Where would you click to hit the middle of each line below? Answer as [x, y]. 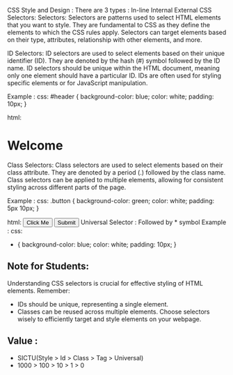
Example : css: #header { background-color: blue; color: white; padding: [111, 96]
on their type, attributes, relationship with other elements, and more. [105, 40]
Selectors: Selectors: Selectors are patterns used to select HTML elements [114, 17]
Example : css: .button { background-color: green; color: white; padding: [111, 200]
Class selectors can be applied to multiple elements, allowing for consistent [115, 179]
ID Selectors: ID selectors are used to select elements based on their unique [116, 53]
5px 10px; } [23, 208]
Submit [66, 222]
